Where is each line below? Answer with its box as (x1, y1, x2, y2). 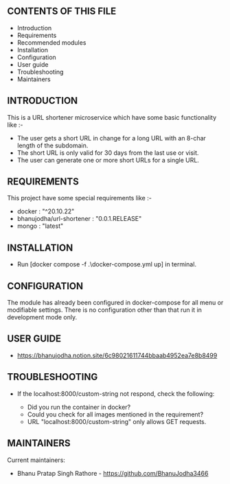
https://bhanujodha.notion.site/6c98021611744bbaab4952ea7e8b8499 (16, 351, 218, 359)
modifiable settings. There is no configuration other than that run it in (7, 306, 203, 314)
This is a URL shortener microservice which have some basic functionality (7, 113, 217, 121)
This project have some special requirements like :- (7, 194, 152, 202)
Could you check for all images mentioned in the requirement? (27, 410, 204, 419)
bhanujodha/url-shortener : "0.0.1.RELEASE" (16, 215, 142, 223)
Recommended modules (16, 38, 87, 47)
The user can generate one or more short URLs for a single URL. (16, 156, 199, 164)
